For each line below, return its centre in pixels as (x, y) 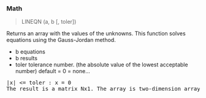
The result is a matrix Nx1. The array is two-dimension (94, 89)
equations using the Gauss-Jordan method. (61, 40)
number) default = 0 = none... (52, 71)
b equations (30, 52)
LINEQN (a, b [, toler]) (49, 22)
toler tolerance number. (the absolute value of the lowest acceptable (101, 65)
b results (26, 58)
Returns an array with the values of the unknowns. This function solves (96, 33)
